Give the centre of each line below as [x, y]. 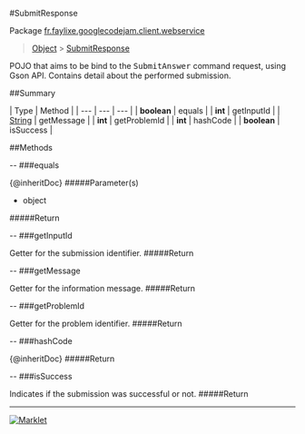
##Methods [31, 148]
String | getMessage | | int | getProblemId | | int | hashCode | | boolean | [145, 120]
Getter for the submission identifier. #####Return [102, 253]
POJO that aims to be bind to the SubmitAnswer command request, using [148, 66]
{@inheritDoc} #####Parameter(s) [74, 182]
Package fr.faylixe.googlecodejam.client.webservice [107, 30]
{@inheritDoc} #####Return [62, 359]
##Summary [33, 93]
